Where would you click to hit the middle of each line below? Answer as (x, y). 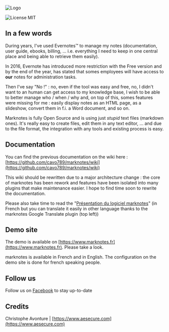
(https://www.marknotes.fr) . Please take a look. (54, 247)
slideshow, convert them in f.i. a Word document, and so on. (68, 108)
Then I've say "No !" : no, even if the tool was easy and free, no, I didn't (79, 86)
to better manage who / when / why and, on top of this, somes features (79, 97)
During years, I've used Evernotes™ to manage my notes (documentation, (81, 45)
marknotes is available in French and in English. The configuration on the (81, 257)
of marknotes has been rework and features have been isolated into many (82, 182)
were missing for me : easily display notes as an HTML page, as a (73, 103)
